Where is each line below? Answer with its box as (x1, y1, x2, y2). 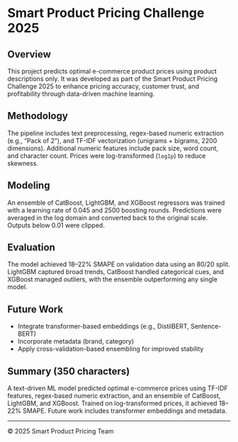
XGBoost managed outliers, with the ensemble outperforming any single (7, 275, 218, 284)
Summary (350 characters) (7, 365, 130, 377)
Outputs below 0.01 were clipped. (7, 221, 105, 229)
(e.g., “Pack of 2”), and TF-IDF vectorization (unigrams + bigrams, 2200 (7, 136, 217, 144)
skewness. (7, 159, 39, 167)
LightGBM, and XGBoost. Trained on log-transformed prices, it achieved (7, 399, 217, 408)
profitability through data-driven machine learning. (7, 90, 155, 98)
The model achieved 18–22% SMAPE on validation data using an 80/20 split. (7, 260, 230, 268)
